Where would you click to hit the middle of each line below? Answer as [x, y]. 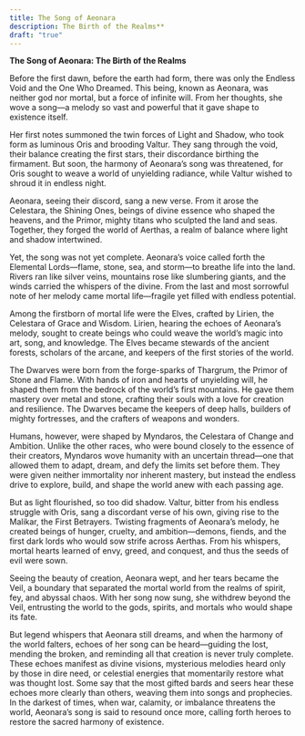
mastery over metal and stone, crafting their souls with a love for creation [147, 399]
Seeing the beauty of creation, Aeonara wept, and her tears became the [144, 578]
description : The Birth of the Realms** [87, 26]
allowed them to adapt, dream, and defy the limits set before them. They [145, 465]
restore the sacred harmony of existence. [87, 722]
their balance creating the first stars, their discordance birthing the [134, 154]
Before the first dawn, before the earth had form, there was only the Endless [152, 78]
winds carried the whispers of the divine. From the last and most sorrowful [149, 286]
